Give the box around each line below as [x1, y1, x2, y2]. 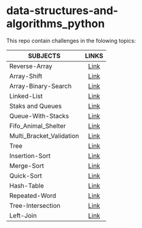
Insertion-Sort [9, 151, 51, 160]
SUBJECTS [27, 51, 61, 60]
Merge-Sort [9, 161, 44, 170]
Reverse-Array [9, 62, 53, 70]
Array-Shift [9, 72, 43, 80]
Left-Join [9, 211, 37, 219]
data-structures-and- [6, 4, 119, 18]
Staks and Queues [9, 102, 62, 110]
